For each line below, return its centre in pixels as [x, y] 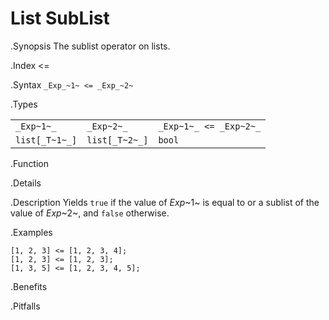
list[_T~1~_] [46, 140]
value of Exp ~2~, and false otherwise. [90, 213]
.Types [24, 104]
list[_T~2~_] [117, 140]
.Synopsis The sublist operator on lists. [90, 46]
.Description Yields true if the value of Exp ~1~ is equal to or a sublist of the [165, 202]
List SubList [60, 18]
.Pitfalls [25, 306]
